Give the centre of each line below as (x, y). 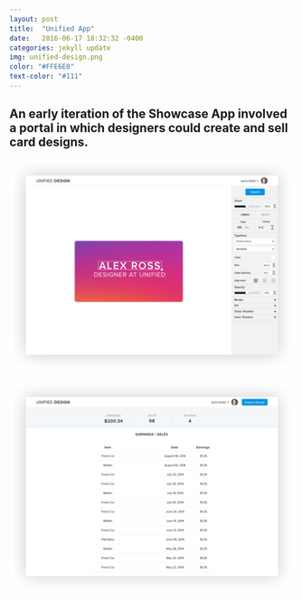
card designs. (49, 142)
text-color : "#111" (46, 77)
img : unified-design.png (56, 57)
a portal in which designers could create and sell (149, 128)
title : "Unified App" (52, 28)
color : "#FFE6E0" (42, 67)
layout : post (34, 19)
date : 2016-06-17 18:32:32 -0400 (76, 38)
